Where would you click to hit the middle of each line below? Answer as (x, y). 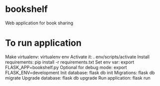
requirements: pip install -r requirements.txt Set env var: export (70, 62)
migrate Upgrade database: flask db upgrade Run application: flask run (78, 78)
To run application (43, 43)
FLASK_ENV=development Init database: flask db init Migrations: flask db (80, 73)
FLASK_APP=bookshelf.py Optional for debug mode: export (66, 67)
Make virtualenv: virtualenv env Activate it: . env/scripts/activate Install (78, 57)
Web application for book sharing (39, 23)
